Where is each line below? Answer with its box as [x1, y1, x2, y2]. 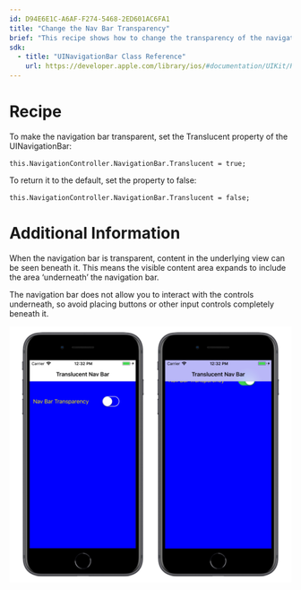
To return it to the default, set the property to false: [9, 175, 197, 186]
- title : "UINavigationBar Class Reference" [17, 52, 186, 62]
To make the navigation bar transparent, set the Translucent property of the [9, 131, 288, 142]
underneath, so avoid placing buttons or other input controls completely [9, 299, 275, 309]
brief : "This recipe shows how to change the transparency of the [9, 33, 262, 42]
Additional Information [9, 223, 181, 244]
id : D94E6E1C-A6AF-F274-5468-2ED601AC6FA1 [9, 14, 170, 23]
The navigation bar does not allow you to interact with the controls [9, 289, 254, 299]
